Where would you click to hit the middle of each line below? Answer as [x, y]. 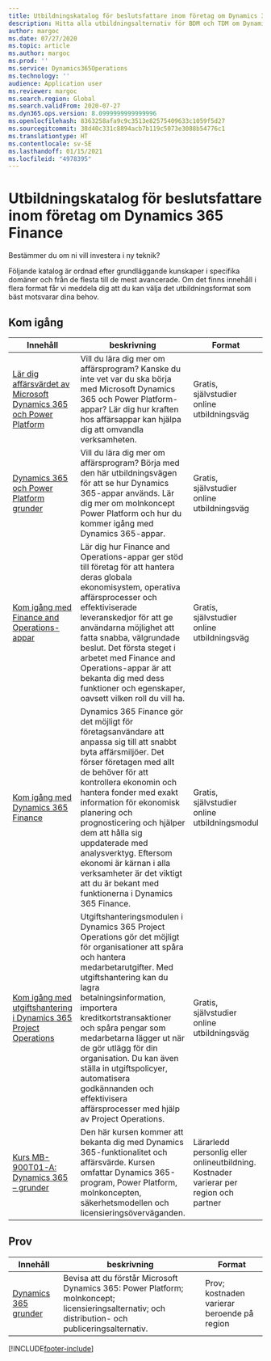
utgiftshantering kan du [124, 977]
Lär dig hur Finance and [125, 547]
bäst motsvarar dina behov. [54, 297]
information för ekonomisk [130, 803]
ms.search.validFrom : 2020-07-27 [65, 106]
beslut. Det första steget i [128, 648]
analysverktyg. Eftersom [126, 853]
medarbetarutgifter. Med [127, 967]
